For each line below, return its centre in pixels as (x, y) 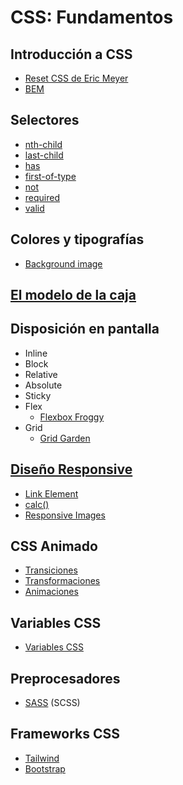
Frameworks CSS (65, 734)
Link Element (51, 493)
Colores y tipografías (77, 239)
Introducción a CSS (71, 54)
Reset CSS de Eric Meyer (76, 78)
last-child (44, 155)
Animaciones (51, 592)
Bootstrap (45, 768)
